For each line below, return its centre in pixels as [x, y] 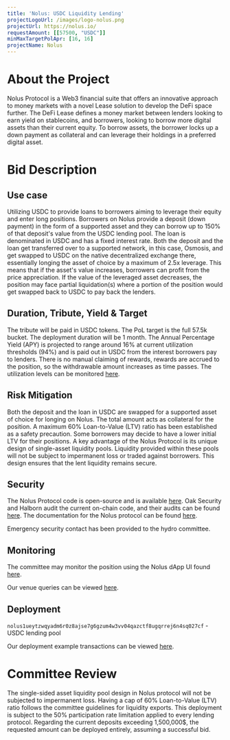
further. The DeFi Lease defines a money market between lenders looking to [115, 113]
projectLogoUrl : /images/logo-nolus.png [66, 20]
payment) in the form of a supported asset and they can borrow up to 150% [114, 226]
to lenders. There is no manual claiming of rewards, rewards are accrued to [113, 359]
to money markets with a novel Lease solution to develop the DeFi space [110, 105]
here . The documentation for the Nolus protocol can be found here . [102, 516]
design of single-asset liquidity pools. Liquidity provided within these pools [113, 448]
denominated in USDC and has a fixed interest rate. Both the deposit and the [115, 240]
